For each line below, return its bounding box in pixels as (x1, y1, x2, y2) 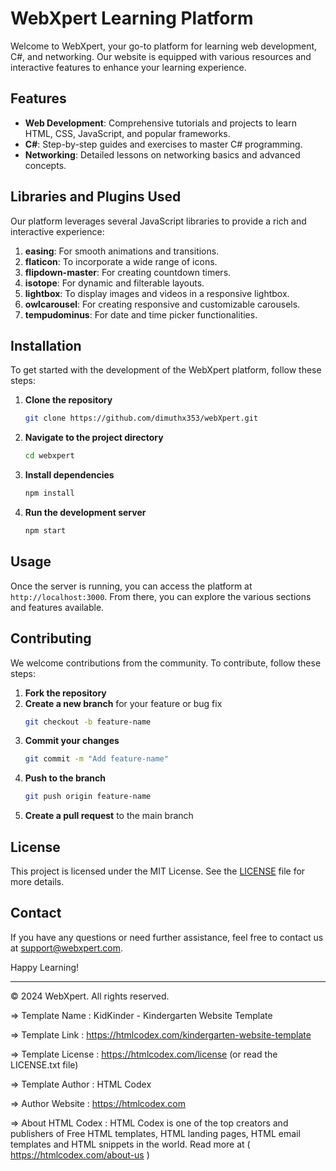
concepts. (24, 159, 67, 171)
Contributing (10, 630, 92, 647)
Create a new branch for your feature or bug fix (24, 697, 223, 709)
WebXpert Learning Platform (10, 7, 254, 30)
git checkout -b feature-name (24, 717, 152, 727)
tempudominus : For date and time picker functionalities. (24, 308, 258, 321)
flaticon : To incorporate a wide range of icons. (24, 255, 218, 267)
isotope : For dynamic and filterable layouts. (24, 277, 205, 289)
